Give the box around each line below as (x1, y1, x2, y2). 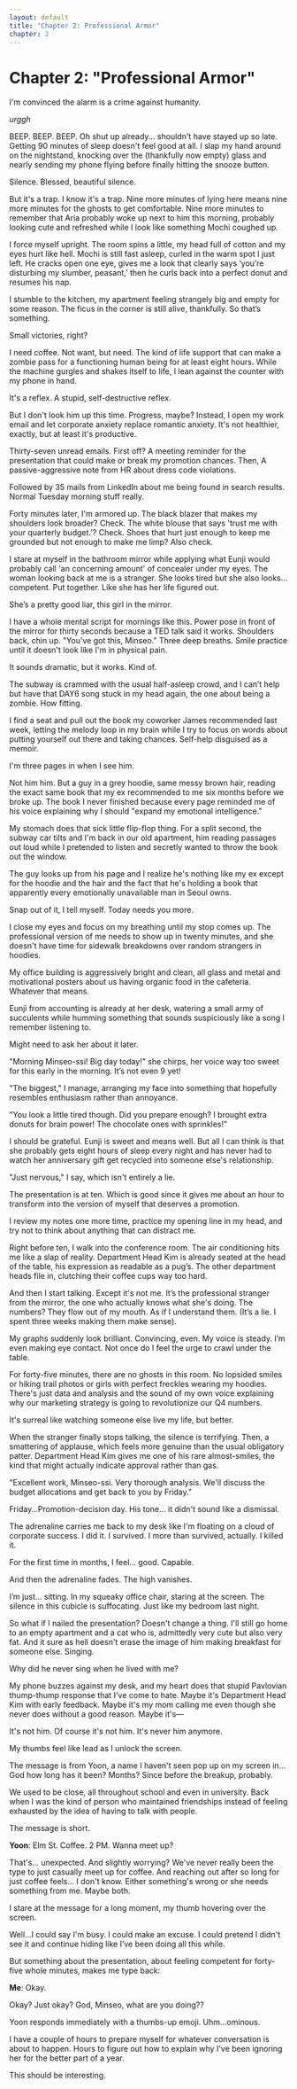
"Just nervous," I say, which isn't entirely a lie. (9, 1172, 176, 1183)
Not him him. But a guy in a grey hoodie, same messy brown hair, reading (9, 777, 276, 789)
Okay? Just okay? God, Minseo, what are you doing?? (9, 1999, 205, 2010)
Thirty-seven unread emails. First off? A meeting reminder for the (9, 446, 247, 456)
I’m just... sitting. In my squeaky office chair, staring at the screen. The (9, 1592, 265, 1602)
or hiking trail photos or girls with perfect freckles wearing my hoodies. (9, 1379, 268, 1390)
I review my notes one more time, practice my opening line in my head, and (9, 1216, 283, 1227)
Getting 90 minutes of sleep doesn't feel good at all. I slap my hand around (9, 141, 281, 152)
